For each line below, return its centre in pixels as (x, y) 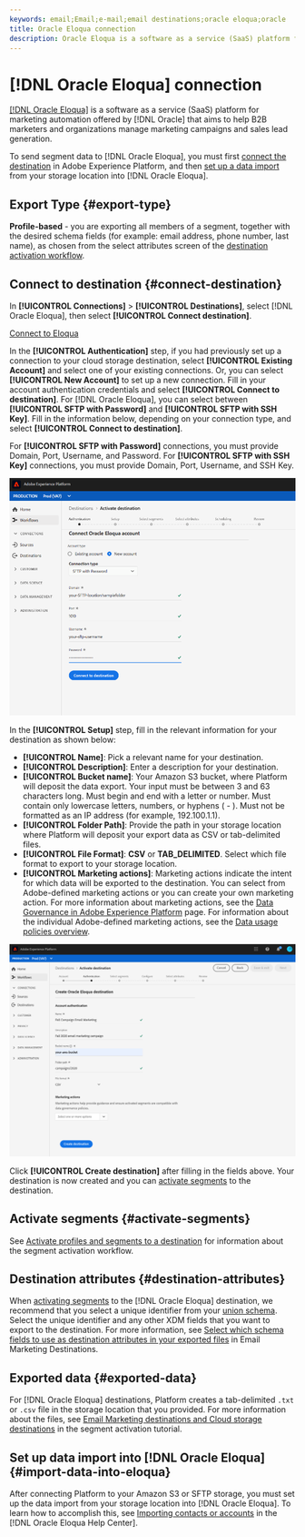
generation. (31, 139)
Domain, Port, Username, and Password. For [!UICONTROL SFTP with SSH (150, 455)
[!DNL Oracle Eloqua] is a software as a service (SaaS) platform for (134, 110)
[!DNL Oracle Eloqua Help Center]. (74, 1523)
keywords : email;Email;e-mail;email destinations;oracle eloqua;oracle (148, 19)
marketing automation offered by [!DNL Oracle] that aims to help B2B (138, 119)
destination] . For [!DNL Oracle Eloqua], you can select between (128, 399)
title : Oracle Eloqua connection (73, 29)
